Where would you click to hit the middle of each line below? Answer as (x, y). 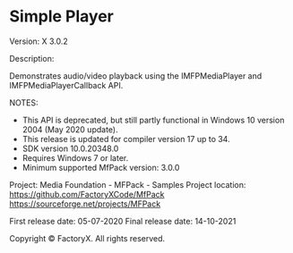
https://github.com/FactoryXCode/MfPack (87, 194)
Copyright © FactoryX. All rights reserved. (87, 238)
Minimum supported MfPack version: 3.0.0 (101, 167)
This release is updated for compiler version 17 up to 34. (126, 139)
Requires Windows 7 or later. (75, 157)
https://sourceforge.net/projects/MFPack (85, 204)
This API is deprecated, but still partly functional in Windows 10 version (153, 120)
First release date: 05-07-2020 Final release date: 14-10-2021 (123, 221)
